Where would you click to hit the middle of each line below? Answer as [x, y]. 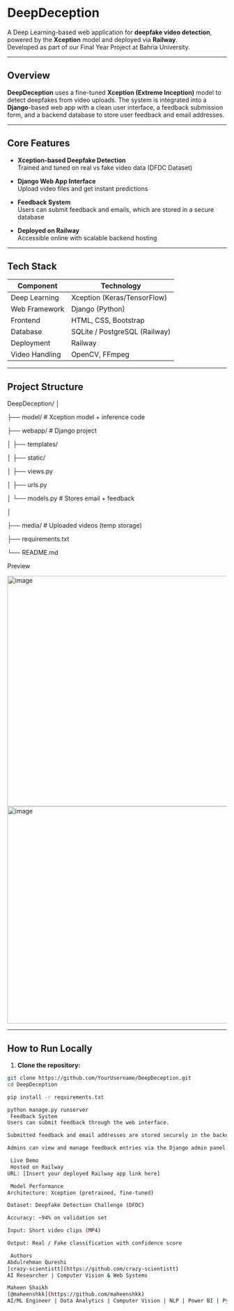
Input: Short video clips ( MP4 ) [54, 1231]
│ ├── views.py [30, 471]
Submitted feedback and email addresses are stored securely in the [109, 1136]
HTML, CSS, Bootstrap [108, 321]
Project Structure [45, 387]
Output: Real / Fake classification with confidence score [95, 1243]
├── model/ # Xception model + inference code [76, 417]
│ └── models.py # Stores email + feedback [71, 498]
